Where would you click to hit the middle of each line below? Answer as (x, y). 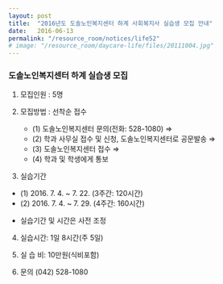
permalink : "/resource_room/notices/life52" (84, 38)
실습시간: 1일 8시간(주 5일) (62, 238)
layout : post (30, 16)
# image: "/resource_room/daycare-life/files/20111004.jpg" (111, 46)
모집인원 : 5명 (41, 94)
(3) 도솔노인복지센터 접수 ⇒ (76, 149)
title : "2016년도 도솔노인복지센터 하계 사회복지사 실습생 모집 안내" (111, 23)
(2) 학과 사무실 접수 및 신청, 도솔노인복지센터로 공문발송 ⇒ (124, 139)
